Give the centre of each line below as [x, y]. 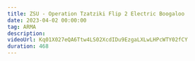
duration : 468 [28, 46]
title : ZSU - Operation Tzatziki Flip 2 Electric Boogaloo [96, 14]
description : [26, 33]
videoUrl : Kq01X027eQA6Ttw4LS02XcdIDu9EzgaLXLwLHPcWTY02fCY [98, 40]
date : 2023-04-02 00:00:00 [47, 20]
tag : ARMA [22, 27]
